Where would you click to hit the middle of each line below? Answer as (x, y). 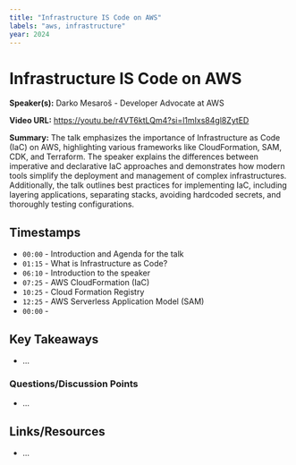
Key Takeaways (54, 339)
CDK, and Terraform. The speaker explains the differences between (134, 156)
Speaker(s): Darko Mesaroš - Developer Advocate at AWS (117, 103)
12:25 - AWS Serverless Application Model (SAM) (113, 301)
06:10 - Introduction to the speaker (86, 273)
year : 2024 (30, 34)
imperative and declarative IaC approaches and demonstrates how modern (147, 166)
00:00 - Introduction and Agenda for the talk (103, 254)
